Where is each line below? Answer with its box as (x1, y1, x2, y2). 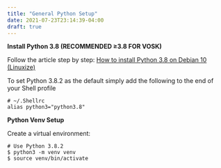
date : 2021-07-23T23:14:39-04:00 (7, 17, 104, 24)
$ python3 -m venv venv (7, 149, 76, 156)
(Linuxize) (7, 63, 36, 72)
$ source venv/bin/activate (7, 155, 89, 162)
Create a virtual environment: (7, 130, 91, 138)
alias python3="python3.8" (7, 104, 85, 111)
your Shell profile (7, 84, 56, 93)
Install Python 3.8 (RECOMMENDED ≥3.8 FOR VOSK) (7, 43, 162, 51)
